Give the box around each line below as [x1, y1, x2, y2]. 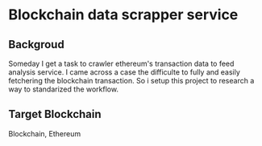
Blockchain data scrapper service [8, 6, 239, 24]
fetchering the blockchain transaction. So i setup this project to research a [8, 76, 255, 85]
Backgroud [8, 38, 64, 51]
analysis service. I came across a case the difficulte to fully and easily [8, 67, 240, 77]
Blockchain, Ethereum [8, 128, 81, 138]
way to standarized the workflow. [8, 84, 119, 94]
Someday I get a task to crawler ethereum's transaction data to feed [8, 59, 235, 68]
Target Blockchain [8, 107, 102, 121]
